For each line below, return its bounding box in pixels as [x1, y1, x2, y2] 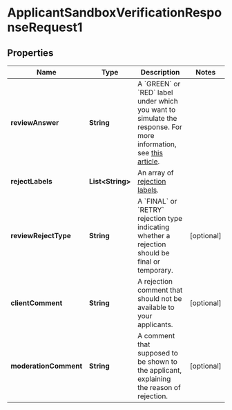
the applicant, [137, 366, 182, 375]
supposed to [137, 349, 178, 358]
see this [137, 148, 164, 157]
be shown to [137, 357, 178, 367]
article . [137, 157, 160, 166]
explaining [137, 374, 171, 384]
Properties [7, 47, 54, 59]
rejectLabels [10, 177, 53, 186]
